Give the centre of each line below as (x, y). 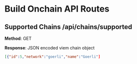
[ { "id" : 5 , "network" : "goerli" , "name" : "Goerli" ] (52, 57)
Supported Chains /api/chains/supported (68, 27)
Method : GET (18, 38)
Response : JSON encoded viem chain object (50, 48)
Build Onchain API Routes (57, 9)
